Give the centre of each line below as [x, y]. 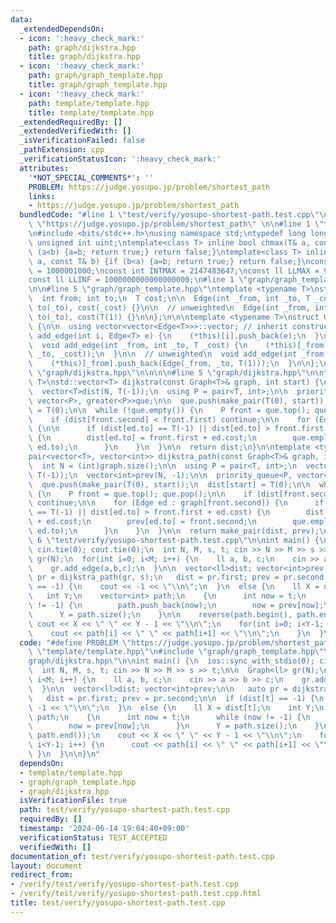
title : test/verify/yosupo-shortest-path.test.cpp [118, 903]
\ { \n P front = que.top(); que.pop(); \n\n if [140, 494]
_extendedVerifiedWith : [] [75, 131]
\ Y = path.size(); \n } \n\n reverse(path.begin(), [160, 614]
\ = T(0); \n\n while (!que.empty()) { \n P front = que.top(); [169, 410]
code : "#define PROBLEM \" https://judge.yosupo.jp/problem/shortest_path [176, 642]
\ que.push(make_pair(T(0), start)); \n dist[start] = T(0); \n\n [169, 484]
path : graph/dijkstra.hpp [82, 47]
